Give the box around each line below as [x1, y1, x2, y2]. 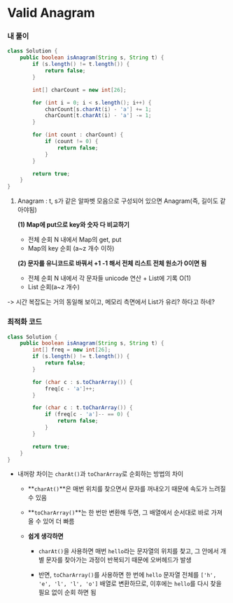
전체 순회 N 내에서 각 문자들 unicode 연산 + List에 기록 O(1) [27, 274, 191, 282]
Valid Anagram [7, 5, 96, 21]
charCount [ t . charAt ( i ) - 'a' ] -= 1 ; [44, 112, 152, 119]
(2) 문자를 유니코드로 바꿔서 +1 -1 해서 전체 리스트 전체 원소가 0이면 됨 [17, 259, 207, 267]
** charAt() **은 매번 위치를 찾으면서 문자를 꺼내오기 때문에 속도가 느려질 [27, 484, 226, 493]
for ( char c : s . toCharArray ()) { [32, 378, 133, 385]
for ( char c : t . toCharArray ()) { [32, 404, 133, 411]
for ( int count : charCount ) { [32, 131, 124, 138]
